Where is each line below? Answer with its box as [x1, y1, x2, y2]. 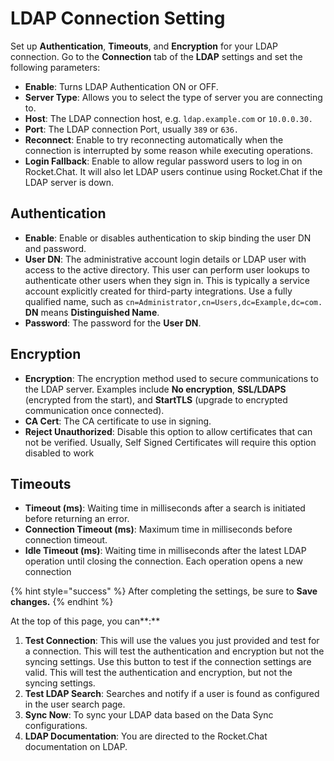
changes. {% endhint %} [10, 596, 114, 608]
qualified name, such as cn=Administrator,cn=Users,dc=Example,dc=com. [24, 295, 323, 307]
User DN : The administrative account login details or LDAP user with [24, 253, 307, 265]
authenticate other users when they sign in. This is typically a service [24, 274, 311, 286]
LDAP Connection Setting [10, 7, 226, 30]
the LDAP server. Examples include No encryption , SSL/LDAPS [24, 383, 287, 395]
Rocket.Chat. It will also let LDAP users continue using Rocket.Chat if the [24, 165, 323, 177]
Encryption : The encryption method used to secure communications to [24, 372, 319, 384]
